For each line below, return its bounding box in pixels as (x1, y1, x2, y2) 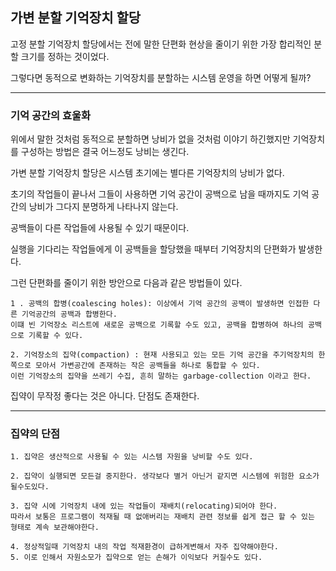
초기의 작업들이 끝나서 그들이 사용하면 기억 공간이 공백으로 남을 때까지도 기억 (10, 188, 310, 200)
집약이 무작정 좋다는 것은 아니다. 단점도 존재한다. (10, 390, 200, 402)
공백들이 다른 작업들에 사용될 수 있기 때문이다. (10, 222, 190, 234)
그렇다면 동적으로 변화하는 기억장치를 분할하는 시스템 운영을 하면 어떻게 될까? (10, 71, 312, 83)
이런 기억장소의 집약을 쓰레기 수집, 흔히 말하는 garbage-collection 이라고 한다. (10, 371, 312, 382)
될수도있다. (10, 482, 50, 492)
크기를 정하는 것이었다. (20, 50, 110, 62)
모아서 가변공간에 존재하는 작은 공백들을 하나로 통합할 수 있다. (34, 361, 261, 371)
